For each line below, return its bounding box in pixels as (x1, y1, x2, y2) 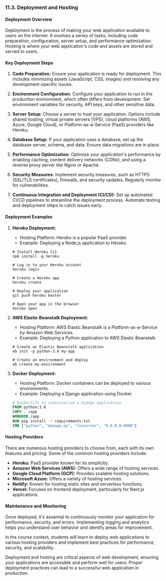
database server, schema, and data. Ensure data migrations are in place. (12, 142, 160, 148)
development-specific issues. (12, 81, 73, 87)
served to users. (5, 49, 39, 55)
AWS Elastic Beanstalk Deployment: (12, 314, 88, 320)
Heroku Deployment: (12, 225, 56, 231)
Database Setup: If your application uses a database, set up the (12, 137, 144, 143)
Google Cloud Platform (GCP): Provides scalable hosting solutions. (12, 470, 150, 476)
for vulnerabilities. (12, 182, 50, 188)
